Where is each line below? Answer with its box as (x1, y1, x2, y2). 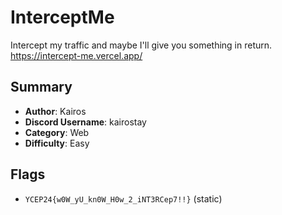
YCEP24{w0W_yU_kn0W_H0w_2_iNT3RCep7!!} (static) (24, 192, 223, 205)
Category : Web (24, 126, 90, 138)
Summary (10, 79, 73, 96)
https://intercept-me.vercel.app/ (10, 49, 143, 61)
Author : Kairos (24, 105, 87, 117)
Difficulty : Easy (24, 137, 90, 149)
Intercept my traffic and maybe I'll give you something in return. (10, 39, 273, 51)
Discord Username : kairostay (24, 116, 147, 128)
